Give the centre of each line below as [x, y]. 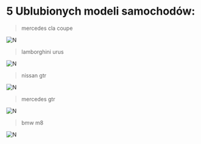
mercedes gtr [38, 99]
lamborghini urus [42, 52]
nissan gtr [34, 75]
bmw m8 [32, 123]
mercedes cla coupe [47, 28]
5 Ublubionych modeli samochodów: [101, 11]
